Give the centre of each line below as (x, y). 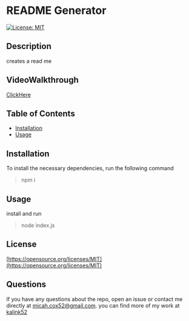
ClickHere (19, 94)
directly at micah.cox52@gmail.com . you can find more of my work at (93, 305)
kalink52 (17, 312)
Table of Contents (41, 114)
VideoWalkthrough (42, 80)
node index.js (38, 225)
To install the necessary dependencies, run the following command (90, 168)
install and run (24, 213)
